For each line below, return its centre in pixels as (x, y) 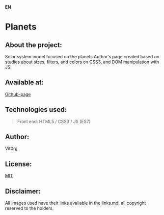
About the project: (34, 45)
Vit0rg (12, 148)
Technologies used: (36, 110)
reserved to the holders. (29, 208)
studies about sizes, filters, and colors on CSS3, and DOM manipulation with (82, 62)
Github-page (18, 94)
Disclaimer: (23, 191)
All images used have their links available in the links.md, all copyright (76, 203)
